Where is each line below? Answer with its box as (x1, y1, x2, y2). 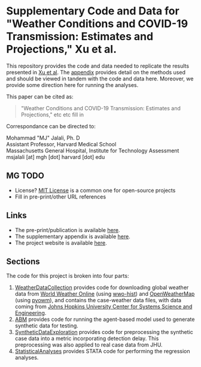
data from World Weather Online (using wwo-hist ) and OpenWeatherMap (14, 290, 195, 297)
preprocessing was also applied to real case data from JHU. (14, 341, 163, 348)
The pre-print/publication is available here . (14, 226, 120, 233)
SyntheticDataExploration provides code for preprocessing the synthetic (14, 329, 193, 336)
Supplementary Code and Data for (6, 4, 179, 18)
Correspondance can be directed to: (6, 122, 96, 130)
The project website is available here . (14, 239, 107, 246)
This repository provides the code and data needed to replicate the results (6, 62, 190, 70)
